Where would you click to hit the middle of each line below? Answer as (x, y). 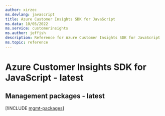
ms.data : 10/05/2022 (27, 24)
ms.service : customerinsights (37, 28)
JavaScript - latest (44, 77)
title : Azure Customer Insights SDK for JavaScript (60, 19)
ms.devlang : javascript (30, 14)
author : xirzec (21, 10)
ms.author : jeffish (26, 33)
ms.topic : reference (27, 42)
